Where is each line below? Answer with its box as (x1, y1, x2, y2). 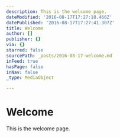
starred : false (6, 47, 44, 53)
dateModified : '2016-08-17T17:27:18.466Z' (6, 14, 112, 20)
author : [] (6, 31, 33, 37)
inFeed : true (6, 58, 38, 64)
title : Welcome (6, 25, 44, 31)
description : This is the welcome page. (6, 8, 108, 15)
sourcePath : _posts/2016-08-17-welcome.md (6, 53, 112, 59)
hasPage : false (6, 63, 44, 70)
